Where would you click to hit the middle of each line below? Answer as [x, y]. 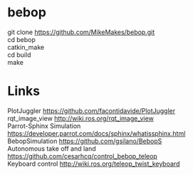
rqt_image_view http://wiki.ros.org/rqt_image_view [81, 118]
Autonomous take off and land [52, 148]
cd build [19, 55]
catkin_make [26, 47]
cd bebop [21, 39]
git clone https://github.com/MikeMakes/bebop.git [81, 32]
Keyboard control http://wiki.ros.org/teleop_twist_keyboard [94, 164]
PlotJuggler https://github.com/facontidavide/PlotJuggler [92, 110]
